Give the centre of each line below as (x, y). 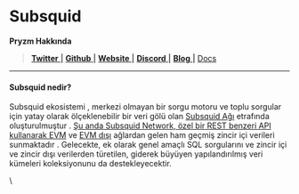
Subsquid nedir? (40, 87)
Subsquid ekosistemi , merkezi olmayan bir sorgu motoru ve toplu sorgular (145, 107)
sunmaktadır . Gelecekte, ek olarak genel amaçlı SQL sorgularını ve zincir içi (148, 145)
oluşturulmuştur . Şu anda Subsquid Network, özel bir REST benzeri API (140, 125)
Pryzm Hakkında (40, 41)
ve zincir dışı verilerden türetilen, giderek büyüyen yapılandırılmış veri (136, 154)
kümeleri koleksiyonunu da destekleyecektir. (90, 164)
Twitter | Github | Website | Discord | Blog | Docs (124, 58)
